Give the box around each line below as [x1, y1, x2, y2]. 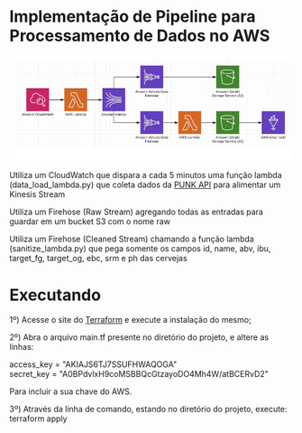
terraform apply [9, 413, 68, 424]
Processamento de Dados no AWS [9, 25, 270, 46]
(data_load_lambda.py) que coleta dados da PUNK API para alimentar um [9, 179, 281, 191]
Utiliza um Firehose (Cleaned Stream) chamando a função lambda [9, 233, 254, 245]
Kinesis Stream [9, 189, 66, 200]
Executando [9, 285, 102, 305]
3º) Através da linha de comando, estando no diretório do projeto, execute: [9, 404, 288, 415]
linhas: [9, 342, 34, 353]
